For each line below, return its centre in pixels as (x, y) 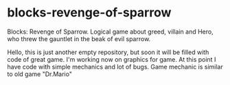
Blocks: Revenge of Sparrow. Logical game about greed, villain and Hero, (111, 32)
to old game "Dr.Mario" (39, 74)
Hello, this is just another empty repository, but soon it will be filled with (108, 52)
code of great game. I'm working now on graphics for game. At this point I (112, 59)
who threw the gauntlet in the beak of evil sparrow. (79, 38)
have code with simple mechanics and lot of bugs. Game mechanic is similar (115, 66)
